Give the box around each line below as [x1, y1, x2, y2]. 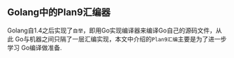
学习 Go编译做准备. [7, 43, 62, 52]
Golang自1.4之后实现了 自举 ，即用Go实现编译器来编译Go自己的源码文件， [7, 26, 217, 35]
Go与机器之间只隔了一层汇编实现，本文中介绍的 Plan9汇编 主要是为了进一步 [15, 35, 227, 43]
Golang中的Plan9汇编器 [7, 6, 111, 19]
